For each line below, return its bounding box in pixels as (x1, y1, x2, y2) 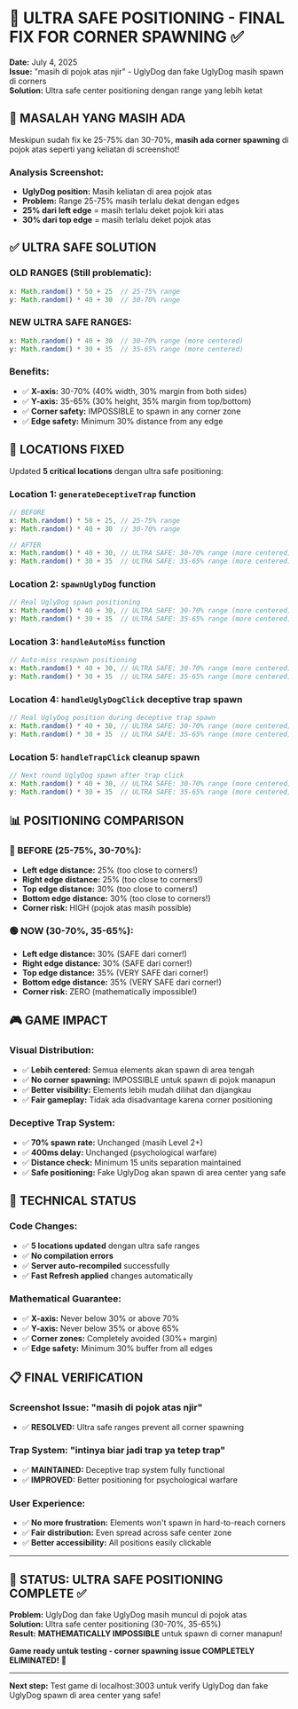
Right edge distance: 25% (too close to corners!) (21, 874, 204, 884)
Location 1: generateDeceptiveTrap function (9, 487, 197, 500)
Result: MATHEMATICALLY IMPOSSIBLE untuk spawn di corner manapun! (9, 1628, 283, 1639)
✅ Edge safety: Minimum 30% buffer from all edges (21, 1342, 213, 1353)
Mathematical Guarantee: (9, 1293, 122, 1305)
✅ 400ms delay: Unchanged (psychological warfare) (21, 1147, 217, 1158)
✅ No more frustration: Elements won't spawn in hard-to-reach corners (21, 1517, 286, 1528)
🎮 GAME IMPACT (9, 1013, 108, 1028)
